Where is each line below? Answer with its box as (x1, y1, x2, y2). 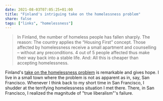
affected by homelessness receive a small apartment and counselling (17, 44, 157, 50)
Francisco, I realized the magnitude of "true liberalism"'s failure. (5, 90, 133, 96)
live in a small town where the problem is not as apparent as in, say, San (5, 75, 150, 81)
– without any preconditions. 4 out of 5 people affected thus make (17, 50, 150, 56)
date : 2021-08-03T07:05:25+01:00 (5, 7, 73, 12)
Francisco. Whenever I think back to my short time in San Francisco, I (5, 80, 144, 86)
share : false (5, 16, 32, 21)
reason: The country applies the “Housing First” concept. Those (17, 40, 146, 45)
